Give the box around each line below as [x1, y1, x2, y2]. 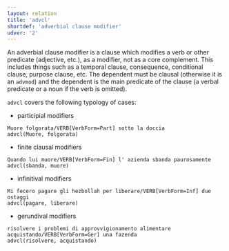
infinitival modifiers [17, 174, 72, 183]
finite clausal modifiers [17, 143, 82, 152]
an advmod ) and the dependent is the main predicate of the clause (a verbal [7, 77, 219, 86]
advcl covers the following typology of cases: [7, 98, 137, 107]
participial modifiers [17, 112, 74, 120]
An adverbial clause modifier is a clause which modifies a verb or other [7, 48, 209, 57]
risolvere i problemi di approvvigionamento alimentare [7, 225, 171, 232]
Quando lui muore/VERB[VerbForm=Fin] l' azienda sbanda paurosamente [7, 157, 212, 163]
